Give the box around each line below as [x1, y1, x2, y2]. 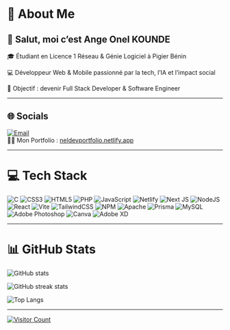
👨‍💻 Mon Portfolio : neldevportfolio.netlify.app [7, 136, 134, 144]
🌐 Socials [7, 110, 49, 122]
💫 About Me [7, 6, 75, 22]
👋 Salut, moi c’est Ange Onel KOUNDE [7, 34, 170, 45]
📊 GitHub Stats [7, 241, 97, 257]
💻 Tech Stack [7, 168, 88, 183]
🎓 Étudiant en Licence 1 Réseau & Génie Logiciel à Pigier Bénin [7, 52, 187, 60]
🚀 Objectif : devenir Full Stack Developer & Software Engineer [7, 84, 181, 92]
